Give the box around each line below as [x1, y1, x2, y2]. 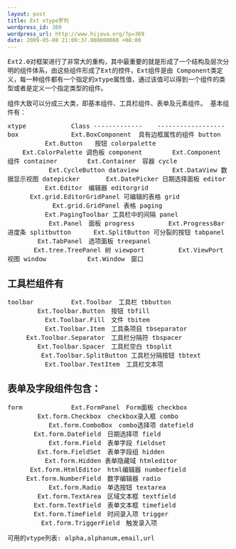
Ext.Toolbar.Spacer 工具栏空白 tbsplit [37, 342, 173, 351]
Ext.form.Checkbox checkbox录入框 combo [37, 412, 179, 420]
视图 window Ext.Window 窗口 [7, 255, 144, 263]
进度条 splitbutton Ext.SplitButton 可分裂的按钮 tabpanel [7, 228, 225, 237]
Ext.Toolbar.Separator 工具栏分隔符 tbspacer [26, 334, 183, 341]
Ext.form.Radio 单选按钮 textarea [48, 483, 166, 491]
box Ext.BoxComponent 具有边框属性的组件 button [7, 131, 222, 139]
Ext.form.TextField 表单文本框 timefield [33, 501, 176, 509]
